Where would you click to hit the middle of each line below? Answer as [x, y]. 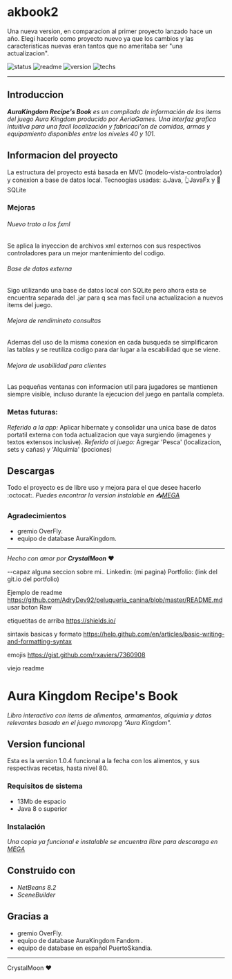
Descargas [31, 471]
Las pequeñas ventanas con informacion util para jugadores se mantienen [112, 387]
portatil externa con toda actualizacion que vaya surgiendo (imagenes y [109, 434]
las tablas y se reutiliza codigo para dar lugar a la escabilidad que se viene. [114, 349]
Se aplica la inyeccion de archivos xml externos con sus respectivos [104, 246]
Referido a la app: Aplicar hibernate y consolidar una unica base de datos [112, 427]
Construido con [41, 871]
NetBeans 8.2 [37, 887]
